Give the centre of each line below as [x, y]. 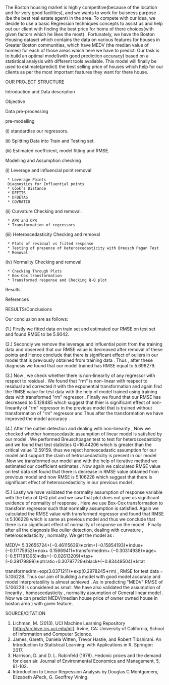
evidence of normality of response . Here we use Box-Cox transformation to [84, 503]
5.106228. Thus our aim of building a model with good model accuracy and [83, 576]
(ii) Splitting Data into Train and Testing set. [50, 141]
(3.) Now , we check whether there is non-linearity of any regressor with [80, 375]
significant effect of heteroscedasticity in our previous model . [70, 482]
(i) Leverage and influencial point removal [48, 170]
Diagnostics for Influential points [46, 184]
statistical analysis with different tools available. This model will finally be [81, 61]
